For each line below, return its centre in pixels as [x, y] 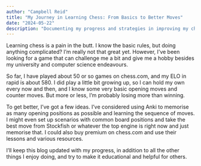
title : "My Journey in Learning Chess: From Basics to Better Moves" [95, 17]
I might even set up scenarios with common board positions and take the [96, 120]
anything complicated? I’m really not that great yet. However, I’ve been [93, 52]
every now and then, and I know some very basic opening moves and [92, 89]
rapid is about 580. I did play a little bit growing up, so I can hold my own [95, 83]
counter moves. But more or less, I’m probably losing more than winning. [96, 95]
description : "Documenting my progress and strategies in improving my [97, 28]
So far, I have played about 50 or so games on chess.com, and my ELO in [96, 76]
